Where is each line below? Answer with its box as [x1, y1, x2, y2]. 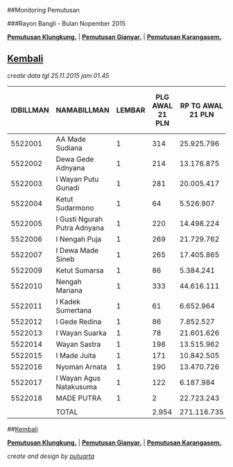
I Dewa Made [55, 245, 99, 255]
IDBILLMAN [10, 105, 50, 115]
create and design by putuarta [7, 452, 95, 460]
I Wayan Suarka [55, 328, 107, 338]
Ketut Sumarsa [55, 265, 104, 275]
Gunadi [55, 183, 80, 192]
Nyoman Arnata [55, 361, 107, 371]
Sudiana [55, 142, 83, 152]
